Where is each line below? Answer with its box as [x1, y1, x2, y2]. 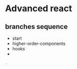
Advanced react [5, 3, 73, 14]
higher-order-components [12, 41, 66, 46]
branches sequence [5, 23, 68, 31]
